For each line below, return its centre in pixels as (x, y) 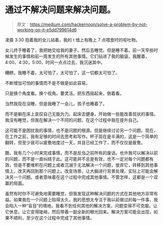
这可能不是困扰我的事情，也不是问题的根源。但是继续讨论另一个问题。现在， (81, 130)
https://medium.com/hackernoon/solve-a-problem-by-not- (89, 24)
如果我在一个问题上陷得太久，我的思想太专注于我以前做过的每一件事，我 (86, 199)
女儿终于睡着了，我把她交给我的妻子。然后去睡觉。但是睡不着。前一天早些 (79, 50)
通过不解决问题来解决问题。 (60, 10)
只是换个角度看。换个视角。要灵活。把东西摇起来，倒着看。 (65, 93)
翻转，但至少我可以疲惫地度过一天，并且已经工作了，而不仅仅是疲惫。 (75, 142)
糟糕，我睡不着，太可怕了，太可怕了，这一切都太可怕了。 (62, 72)
